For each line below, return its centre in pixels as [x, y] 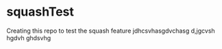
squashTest [40, 12]
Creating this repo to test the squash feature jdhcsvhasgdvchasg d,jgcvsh [111, 31]
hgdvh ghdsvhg [29, 37]
